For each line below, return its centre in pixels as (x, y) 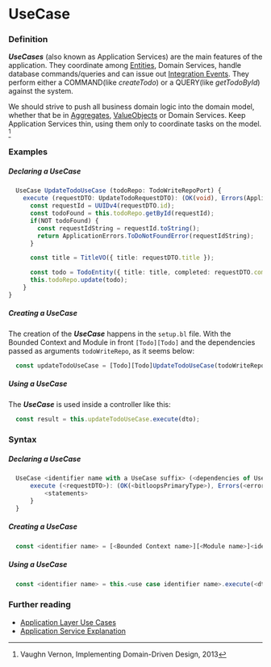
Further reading (40, 605)
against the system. (41, 91)
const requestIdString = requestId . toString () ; (119, 228)
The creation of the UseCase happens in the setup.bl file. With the (120, 333)
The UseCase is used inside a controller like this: (90, 404)
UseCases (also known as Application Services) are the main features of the (135, 57)
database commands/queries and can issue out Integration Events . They (129, 74)
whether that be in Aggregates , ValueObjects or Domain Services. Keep (127, 115)
